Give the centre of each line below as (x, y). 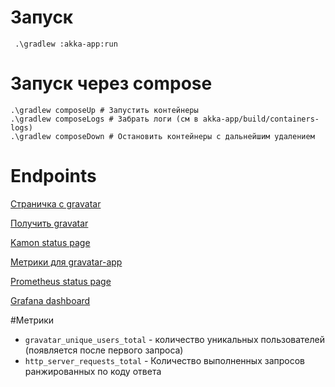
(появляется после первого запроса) (104, 350)
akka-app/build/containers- (261, 119)
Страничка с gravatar (56, 203)
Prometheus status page (61, 281)
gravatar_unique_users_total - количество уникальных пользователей (174, 339)
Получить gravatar (49, 223)
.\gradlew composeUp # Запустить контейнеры (104, 110)
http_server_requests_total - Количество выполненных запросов (164, 360)
